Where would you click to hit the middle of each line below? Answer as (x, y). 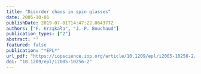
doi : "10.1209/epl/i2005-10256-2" (49, 61)
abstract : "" (22, 39)
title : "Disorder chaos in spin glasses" (59, 12)
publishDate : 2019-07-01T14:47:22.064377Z (60, 23)
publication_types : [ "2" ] (38, 34)
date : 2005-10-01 (28, 17)
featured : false (26, 45)
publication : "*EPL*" (33, 51)
